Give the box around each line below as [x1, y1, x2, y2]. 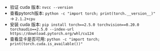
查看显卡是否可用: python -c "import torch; [9, 36, 100, 42]
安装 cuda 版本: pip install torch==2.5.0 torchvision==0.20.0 [9, 21, 139, 27]
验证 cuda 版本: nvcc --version [9, 4, 73, 10]
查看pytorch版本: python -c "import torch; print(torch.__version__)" [9, 10, 156, 16]
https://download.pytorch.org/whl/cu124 [9, 31, 94, 36]
